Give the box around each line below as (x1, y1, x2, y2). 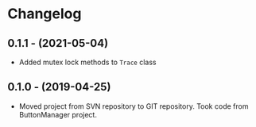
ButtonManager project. (18, 110, 97, 119)
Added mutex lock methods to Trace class (18, 57, 157, 67)
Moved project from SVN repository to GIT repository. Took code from (18, 101, 249, 111)
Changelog (7, 5, 82, 23)
